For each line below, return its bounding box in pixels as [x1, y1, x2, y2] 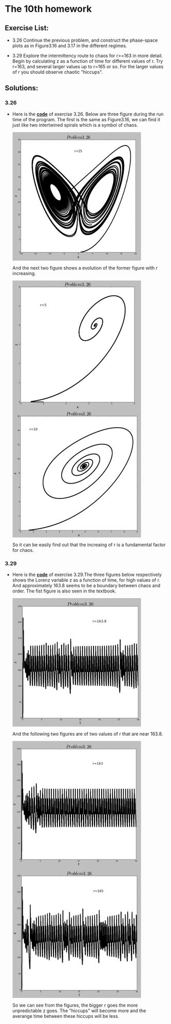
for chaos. [12, 547, 34, 553]
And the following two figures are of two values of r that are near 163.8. [12, 731, 163, 737]
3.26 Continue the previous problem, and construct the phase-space [12, 37, 158, 43]
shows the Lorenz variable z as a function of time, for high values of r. [12, 576, 160, 583]
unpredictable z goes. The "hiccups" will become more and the [12, 1008, 146, 1014]
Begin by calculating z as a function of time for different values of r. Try [12, 58, 163, 64]
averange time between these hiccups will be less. [12, 1013, 119, 1019]
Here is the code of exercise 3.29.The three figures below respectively [12, 571, 162, 578]
